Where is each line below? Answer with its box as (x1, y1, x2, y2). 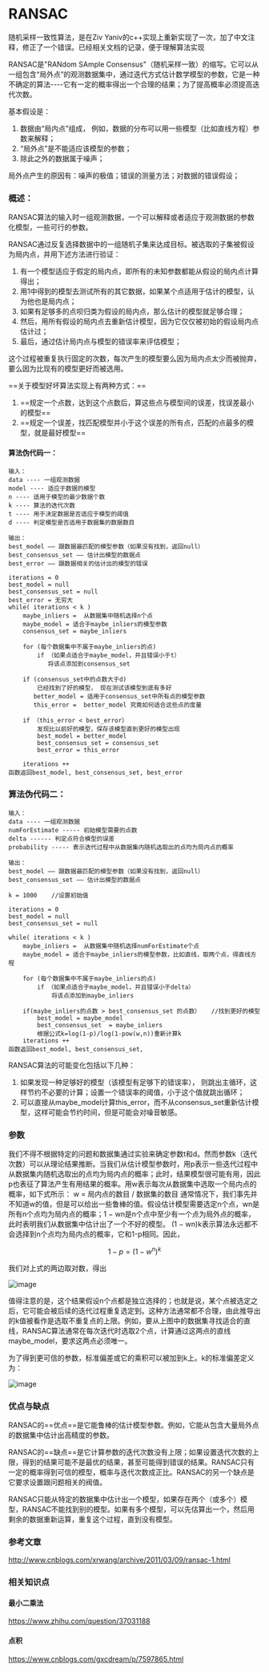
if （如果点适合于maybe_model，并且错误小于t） (37, 651, 181, 660)
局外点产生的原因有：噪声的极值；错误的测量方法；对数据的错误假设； (8, 170, 240, 180)
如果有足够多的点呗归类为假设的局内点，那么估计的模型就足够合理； (19, 306, 245, 317)
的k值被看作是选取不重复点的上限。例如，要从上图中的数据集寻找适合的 (8, 1316, 244, 1326)
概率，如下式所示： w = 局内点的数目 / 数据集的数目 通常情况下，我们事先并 (8, 1189, 258, 1199)
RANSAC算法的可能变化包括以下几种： (8, 1060, 136, 1070)
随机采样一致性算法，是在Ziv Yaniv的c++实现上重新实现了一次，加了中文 (8, 32, 248, 42)
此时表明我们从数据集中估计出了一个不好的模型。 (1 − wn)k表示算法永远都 (8, 1220, 251, 1229)
